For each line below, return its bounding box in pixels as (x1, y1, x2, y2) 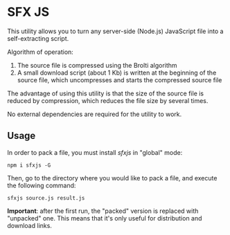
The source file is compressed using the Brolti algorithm (17, 61, 178, 69)
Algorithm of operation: (7, 48, 74, 56)
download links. (7, 221, 52, 229)
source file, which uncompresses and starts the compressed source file (17, 75, 222, 84)
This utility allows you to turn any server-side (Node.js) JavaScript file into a (7, 27, 224, 35)
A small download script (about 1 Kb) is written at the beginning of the (17, 68, 217, 77)
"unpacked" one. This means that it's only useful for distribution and (7, 214, 202, 222)
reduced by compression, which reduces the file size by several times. (7, 96, 209, 104)
